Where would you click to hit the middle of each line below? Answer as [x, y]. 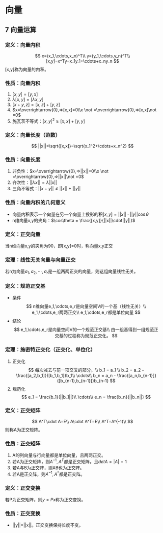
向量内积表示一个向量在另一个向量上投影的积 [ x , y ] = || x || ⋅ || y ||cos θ [80, 214]
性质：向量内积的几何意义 [35, 203]
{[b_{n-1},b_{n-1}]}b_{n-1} [83, 381]
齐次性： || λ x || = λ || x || [35, 182]
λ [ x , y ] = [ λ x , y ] [28, 100]
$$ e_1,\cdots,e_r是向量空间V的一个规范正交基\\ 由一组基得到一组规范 [84, 330]
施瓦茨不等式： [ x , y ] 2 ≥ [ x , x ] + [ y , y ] [49, 121]
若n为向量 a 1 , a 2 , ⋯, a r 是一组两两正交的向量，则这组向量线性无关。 [72, 272]
